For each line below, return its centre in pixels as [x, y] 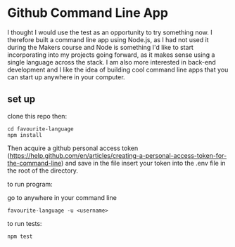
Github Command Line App [88, 13]
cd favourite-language [40, 129]
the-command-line [34, 163]
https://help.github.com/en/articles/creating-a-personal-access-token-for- [118, 155]
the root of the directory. [43, 171]
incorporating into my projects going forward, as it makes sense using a [111, 55]
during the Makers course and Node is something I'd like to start [100, 47]
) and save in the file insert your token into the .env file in [144, 163]
